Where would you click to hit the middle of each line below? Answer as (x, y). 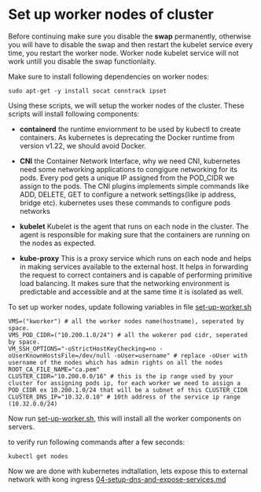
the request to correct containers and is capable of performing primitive (136, 275)
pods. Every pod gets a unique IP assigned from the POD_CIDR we (127, 178)
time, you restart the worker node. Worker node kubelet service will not (123, 53)
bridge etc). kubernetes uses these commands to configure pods (125, 203)
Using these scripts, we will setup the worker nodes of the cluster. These (126, 105)
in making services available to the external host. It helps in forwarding (134, 266)
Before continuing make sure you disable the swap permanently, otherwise (130, 36)
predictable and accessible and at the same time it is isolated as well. (131, 292)
